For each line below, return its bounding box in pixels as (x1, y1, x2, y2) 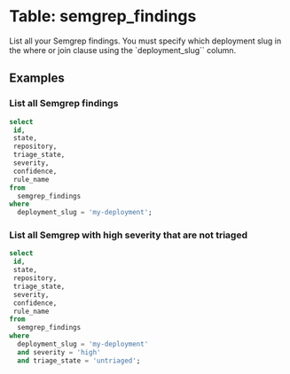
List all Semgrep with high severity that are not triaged (9, 229, 248, 241)
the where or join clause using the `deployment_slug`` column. (9, 44, 237, 55)
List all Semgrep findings (9, 97, 119, 110)
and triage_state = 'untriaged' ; (17, 356, 141, 365)
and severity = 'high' (17, 347, 101, 356)
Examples (9, 71, 65, 86)
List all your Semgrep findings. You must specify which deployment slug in (9, 35, 282, 46)
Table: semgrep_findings (9, 6, 197, 27)
